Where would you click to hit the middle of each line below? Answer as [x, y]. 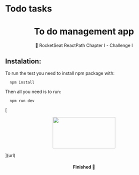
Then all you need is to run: [33, 91]
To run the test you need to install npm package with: [60, 73]
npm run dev [22, 100]
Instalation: [23, 61]
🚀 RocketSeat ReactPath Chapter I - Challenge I [84, 45]
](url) [10, 155]
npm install [22, 82]
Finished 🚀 [84, 167]
